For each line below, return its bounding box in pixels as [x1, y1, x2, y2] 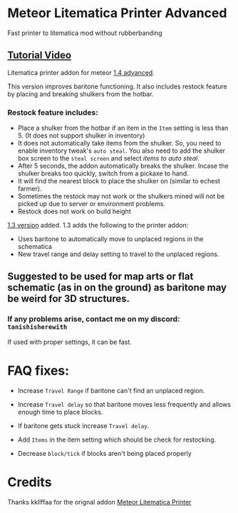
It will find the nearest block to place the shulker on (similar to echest [17, 177, 221, 186]
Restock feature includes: [7, 107, 98, 117]
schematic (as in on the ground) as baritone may [7, 282, 227, 294]
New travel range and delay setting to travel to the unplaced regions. [17, 250, 219, 258]
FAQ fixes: [7, 362, 70, 379]
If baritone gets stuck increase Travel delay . [17, 421, 150, 430]
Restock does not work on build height [17, 207, 131, 215]
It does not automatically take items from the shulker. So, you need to [17, 139, 222, 148]
